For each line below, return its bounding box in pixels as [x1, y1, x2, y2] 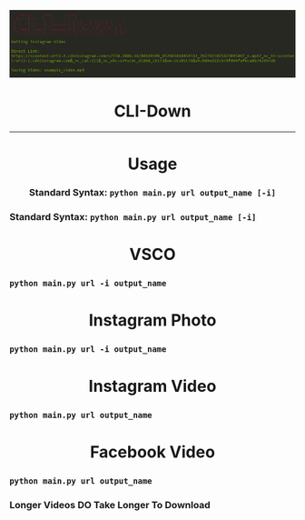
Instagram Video [88, 376, 217, 396]
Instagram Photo [88, 310, 217, 331]
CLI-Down [113, 101, 192, 122]
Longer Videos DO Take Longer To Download [9, 499, 211, 512]
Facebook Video [89, 442, 216, 463]
